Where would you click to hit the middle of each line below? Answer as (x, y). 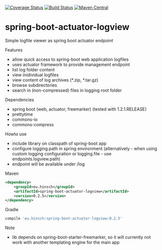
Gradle (12, 210)
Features (14, 50)
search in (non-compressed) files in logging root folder (67, 90)
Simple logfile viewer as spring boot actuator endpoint (59, 40)
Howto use (16, 134)
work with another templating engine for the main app (66, 242)
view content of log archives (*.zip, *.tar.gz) (55, 80)
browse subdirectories (34, 85)
